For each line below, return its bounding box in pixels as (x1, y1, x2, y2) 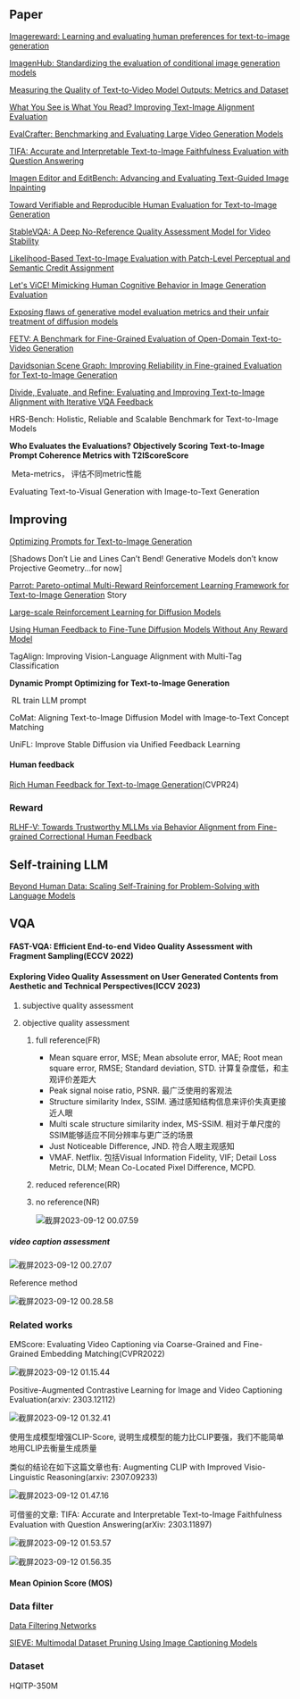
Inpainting (9, 182, 46, 193)
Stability (9, 236, 39, 246)
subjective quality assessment (21, 1000, 134, 1012)
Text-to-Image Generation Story (9, 589, 128, 600)
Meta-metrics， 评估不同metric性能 (11, 468, 142, 479)
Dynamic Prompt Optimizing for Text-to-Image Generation (9, 678, 230, 688)
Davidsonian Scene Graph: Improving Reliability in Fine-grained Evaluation (9, 360, 283, 371)
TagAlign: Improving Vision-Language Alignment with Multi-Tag (9, 651, 243, 662)
